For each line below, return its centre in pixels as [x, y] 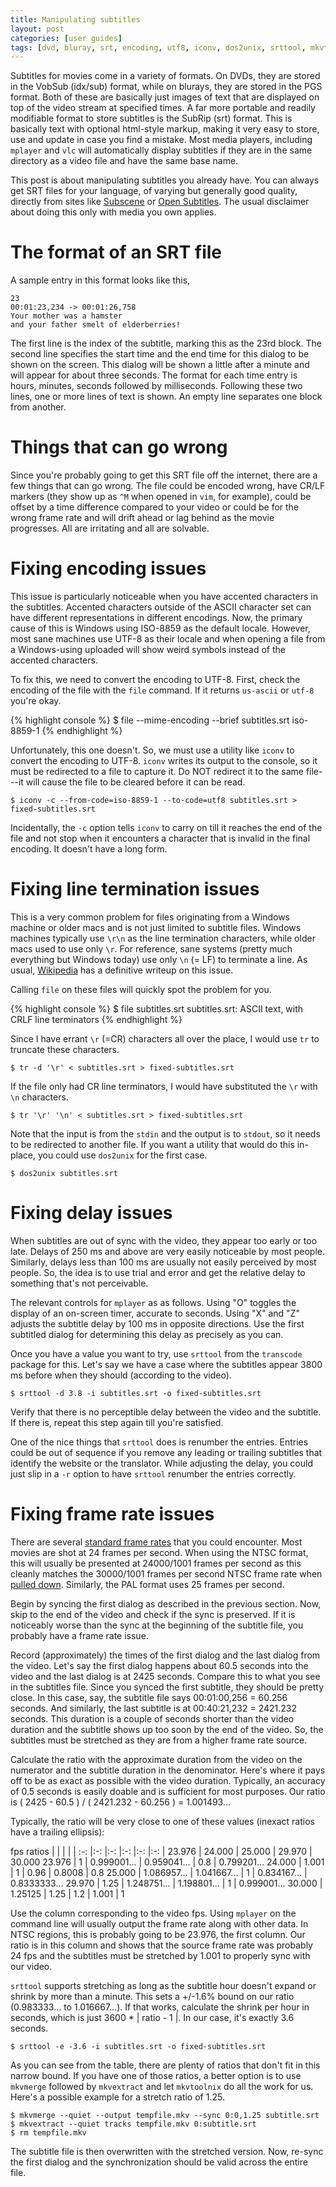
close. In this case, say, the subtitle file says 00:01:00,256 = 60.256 [149, 1697]
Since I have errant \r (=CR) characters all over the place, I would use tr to [165, 1039]
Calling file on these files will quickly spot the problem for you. [141, 989]
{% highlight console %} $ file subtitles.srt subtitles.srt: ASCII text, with [157, 1009]
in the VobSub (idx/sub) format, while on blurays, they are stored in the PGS [166, 87]
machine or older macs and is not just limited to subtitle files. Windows [156, 927]
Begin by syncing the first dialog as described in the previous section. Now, [166, 1603]
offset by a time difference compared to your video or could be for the [155, 507]
